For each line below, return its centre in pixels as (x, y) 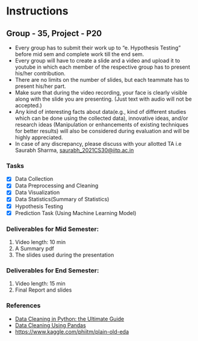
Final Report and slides (43, 290)
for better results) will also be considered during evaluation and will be (102, 131)
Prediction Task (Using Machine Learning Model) (76, 213)
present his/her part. (40, 86)
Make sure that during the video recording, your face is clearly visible (101, 92)
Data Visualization (37, 192)
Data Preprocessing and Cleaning (57, 186)
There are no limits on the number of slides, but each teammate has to (102, 80)
